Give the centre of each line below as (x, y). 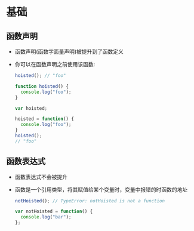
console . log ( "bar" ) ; (46, 217)
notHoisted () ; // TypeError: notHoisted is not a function (90, 201)
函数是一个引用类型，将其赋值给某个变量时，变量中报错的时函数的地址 (101, 189)
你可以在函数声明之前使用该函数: (55, 64)
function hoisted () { (42, 86)
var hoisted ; (31, 108)
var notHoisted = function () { (54, 212)
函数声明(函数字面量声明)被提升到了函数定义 (69, 52)
